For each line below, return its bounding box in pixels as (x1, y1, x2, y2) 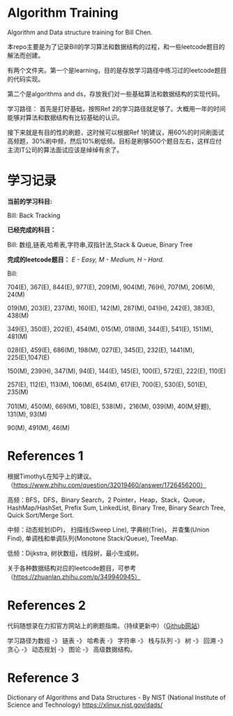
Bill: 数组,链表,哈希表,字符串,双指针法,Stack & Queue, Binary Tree (7, 240, 193, 249)
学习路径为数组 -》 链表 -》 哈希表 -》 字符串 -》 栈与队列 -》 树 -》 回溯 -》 (7, 636, 227, 645)
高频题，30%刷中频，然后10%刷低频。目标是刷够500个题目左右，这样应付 (7, 136, 222, 145)
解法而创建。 (7, 51, 44, 59)
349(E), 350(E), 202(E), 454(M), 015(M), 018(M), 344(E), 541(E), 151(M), (7, 324, 214, 333)
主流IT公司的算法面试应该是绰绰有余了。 (7, 145, 123, 154)
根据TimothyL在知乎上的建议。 (7, 472, 96, 480)
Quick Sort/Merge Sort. (7, 510, 75, 519)
